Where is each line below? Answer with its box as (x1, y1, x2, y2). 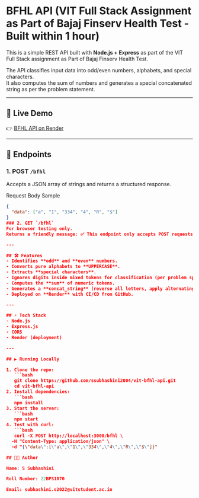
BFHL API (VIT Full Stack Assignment (6, 4, 192, 18)
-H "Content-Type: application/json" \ (11, 438, 110, 444)
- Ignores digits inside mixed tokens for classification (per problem (6, 274, 187, 281)
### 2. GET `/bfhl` (6, 221, 54, 226)
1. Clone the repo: (6, 366, 54, 373)
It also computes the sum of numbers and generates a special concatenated (6, 79, 192, 87)
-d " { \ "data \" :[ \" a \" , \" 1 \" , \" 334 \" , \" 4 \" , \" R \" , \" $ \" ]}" (11, 443, 158, 450)
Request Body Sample (6, 192, 60, 199)
